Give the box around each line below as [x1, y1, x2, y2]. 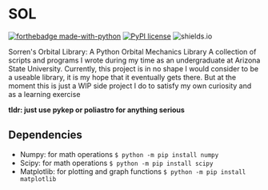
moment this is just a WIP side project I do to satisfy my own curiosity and [8, 81, 252, 91]
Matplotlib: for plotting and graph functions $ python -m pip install [19, 166, 246, 176]
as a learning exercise [8, 89, 81, 99]
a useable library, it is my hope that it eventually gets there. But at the [8, 72, 237, 82]
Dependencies [8, 128, 82, 142]
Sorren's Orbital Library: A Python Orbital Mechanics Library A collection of [8, 46, 257, 56]
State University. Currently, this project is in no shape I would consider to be [8, 63, 258, 73]
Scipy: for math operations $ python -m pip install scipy [19, 158, 214, 168]
